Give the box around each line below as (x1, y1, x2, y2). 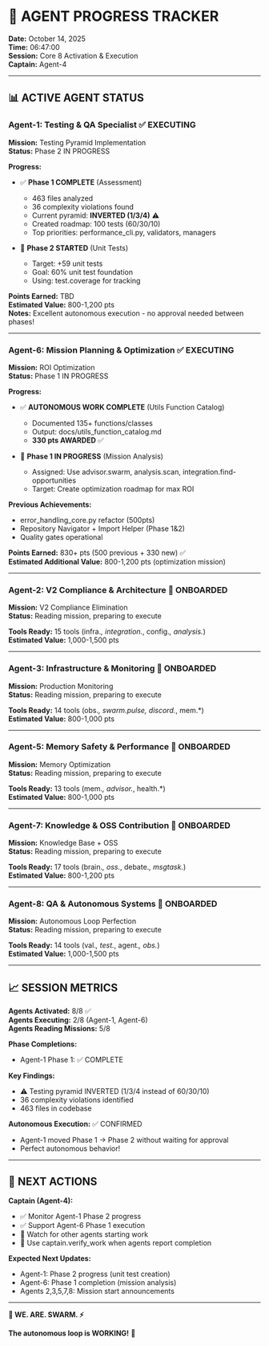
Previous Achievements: (8, 500, 92, 509)
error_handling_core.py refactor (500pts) (19, 515, 155, 524)
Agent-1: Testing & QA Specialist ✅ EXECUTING (8, 120, 196, 131)
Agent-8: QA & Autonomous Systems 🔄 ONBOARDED (8, 899, 218, 910)
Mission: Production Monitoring (8, 681, 114, 691)
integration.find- (183, 467, 236, 476)
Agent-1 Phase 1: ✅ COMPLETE (19, 1055, 124, 1065)
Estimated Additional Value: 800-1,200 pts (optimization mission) (8, 557, 227, 566)
